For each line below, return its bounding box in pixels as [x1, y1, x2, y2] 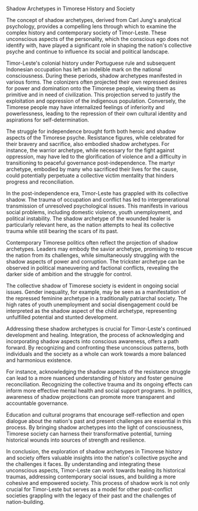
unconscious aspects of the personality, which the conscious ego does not [6, 36, 189, 42]
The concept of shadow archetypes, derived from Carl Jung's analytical [6, 17, 181, 23]
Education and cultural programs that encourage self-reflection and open [6, 411, 184, 418]
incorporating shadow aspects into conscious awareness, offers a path [6, 338, 179, 345]
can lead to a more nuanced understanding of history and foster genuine [6, 374, 183, 382]
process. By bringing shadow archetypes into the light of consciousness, [6, 424, 184, 431]
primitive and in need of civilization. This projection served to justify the [6, 91, 180, 98]
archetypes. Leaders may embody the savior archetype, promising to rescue [6, 246, 193, 252]
